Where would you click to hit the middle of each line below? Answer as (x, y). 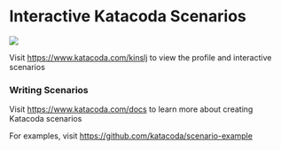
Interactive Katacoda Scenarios (128, 16)
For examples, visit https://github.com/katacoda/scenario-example (131, 136)
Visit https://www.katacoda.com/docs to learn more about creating (131, 109)
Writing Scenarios (49, 90)
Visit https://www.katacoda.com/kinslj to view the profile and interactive (140, 57)
